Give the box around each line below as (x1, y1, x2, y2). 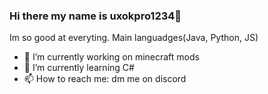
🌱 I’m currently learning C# (23, 62, 135, 74)
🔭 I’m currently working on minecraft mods (23, 51, 200, 63)
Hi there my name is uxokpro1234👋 (9, 9, 182, 23)
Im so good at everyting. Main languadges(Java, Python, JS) (9, 32, 259, 44)
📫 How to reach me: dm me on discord (23, 73, 187, 85)
